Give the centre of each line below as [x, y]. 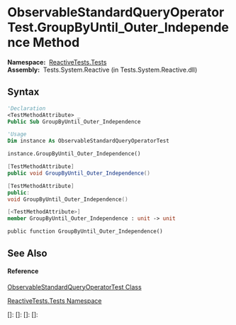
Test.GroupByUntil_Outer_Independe [118, 27]
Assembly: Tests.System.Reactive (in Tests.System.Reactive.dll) [102, 70]
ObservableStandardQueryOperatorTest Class [74, 287]
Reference [23, 271]
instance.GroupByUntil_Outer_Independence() [74, 154]
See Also [27, 253]
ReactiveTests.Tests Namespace [55, 301]
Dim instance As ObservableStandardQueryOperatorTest [89, 141]
